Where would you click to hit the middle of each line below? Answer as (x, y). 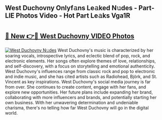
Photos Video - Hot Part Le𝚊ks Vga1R (73, 16)
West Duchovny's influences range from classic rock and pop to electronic (80, 71)
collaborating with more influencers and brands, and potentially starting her (81, 97)
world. (11, 113)
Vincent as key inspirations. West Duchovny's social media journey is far (78, 82)
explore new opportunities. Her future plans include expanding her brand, (79, 92)
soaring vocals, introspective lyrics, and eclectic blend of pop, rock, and (78, 56)
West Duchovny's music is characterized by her (106, 50)
